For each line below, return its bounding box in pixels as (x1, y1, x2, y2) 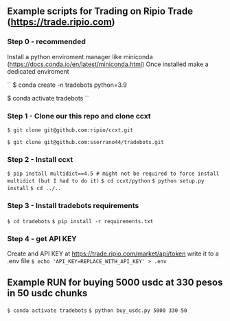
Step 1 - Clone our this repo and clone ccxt (7, 111, 151, 121)
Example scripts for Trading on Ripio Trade (7, 6, 194, 17)
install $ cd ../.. (7, 185, 62, 192)
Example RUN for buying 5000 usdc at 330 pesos (7, 277, 223, 289)
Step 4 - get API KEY (7, 234, 77, 243)
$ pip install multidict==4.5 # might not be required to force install (7, 170, 220, 178)
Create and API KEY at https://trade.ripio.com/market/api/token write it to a (7, 249, 220, 258)
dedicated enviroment (7, 67, 70, 75)
